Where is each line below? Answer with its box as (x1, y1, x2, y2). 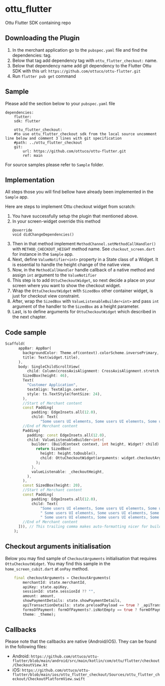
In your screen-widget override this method (12, 218, 101, 224)
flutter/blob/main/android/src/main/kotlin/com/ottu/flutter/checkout (12, 658, 160, 663)
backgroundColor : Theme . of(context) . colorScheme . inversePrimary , (23, 350, 160, 355)
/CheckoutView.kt (12, 663, 48, 668)
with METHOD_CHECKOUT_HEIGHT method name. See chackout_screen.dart (12, 246, 156, 252)
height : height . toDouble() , (40, 451, 98, 456)
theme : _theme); (23, 612, 56, 617)
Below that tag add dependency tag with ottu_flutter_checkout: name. (12, 58, 158, 63)
